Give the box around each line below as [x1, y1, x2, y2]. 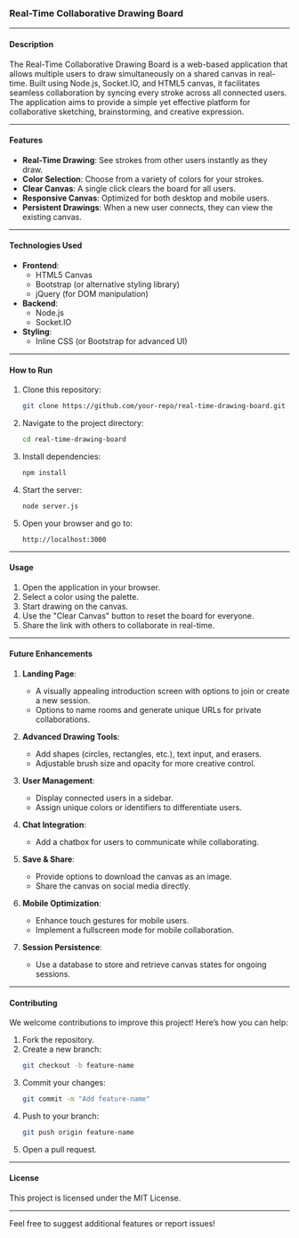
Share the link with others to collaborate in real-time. [21, 619, 215, 630]
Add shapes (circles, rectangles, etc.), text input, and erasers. [35, 749, 263, 759]
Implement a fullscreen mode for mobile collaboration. [35, 925, 234, 936]
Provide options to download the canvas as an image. [35, 872, 232, 882]
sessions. [35, 969, 71, 980]
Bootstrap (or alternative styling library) [35, 279, 181, 290]
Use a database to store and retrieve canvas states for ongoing [35, 959, 267, 970]
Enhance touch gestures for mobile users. [35, 915, 190, 926]
